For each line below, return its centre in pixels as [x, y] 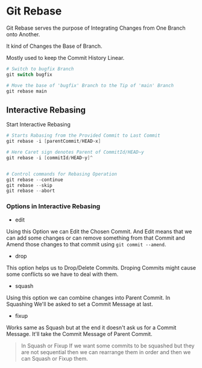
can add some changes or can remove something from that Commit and [96, 238]
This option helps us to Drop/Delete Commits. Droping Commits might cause [101, 268]
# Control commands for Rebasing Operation [62, 174]
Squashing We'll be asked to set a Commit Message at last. [80, 304]
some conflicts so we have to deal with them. [62, 274]
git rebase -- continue [35, 180]
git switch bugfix [29, 74]
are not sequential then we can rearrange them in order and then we [106, 352]
